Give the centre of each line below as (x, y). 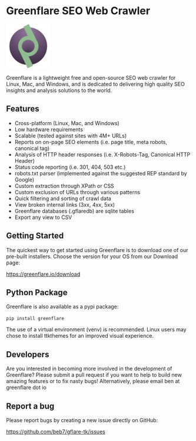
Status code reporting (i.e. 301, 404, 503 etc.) (70, 167)
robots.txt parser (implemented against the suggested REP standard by (101, 173)
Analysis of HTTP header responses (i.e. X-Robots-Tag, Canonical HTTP (102, 154)
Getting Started (35, 236)
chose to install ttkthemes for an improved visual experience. (80, 336)
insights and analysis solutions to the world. (59, 90)
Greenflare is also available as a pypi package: (62, 307)
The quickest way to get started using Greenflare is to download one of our (97, 250)
